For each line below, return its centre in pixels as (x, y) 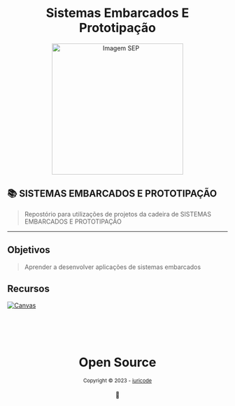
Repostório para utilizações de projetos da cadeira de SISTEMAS (118, 214)
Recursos (29, 288)
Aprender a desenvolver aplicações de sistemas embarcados (113, 267)
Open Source (117, 362)
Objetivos (29, 250)
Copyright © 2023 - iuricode (117, 381)
